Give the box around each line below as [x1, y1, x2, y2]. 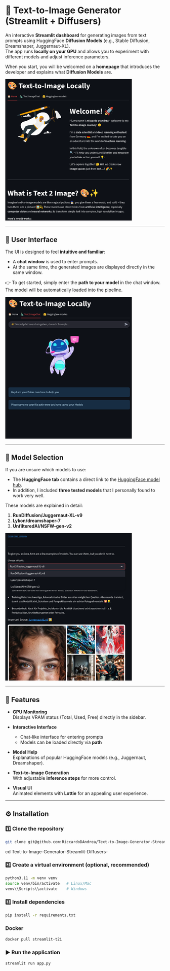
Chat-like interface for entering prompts [20, 734, 104, 740]
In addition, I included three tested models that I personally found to [12, 487, 155, 494]
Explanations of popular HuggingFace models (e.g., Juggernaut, [12, 754, 147, 760]
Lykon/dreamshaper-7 [12, 517, 61, 524]
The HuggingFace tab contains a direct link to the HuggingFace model [12, 476, 160, 482]
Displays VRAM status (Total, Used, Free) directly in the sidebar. [12, 714, 146, 720]
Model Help [12, 749, 38, 755]
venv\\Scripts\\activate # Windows [5, 886, 87, 891]
